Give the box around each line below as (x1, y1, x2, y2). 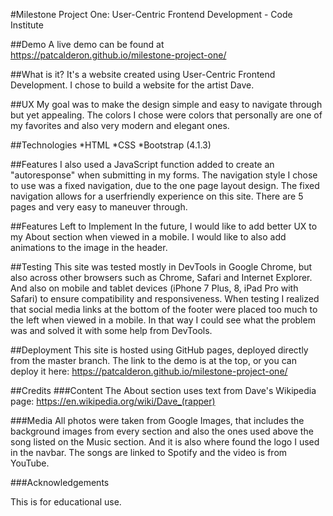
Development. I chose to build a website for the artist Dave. (10, 79, 255, 91)
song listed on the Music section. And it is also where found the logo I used (10, 436, 320, 448)
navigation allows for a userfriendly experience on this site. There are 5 (10, 190, 304, 202)
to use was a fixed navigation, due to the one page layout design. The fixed (10, 180, 320, 191)
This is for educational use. (10, 496, 122, 508)
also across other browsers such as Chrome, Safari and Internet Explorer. (10, 272, 313, 283)
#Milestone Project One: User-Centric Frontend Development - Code (10, 9, 293, 20)
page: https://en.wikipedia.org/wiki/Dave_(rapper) (10, 395, 216, 407)
